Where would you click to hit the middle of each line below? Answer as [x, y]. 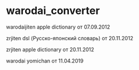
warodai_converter [53, 11]
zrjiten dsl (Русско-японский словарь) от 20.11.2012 [69, 38]
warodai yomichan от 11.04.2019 [45, 61]
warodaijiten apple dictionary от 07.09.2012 [58, 27]
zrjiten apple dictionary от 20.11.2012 [50, 49]
